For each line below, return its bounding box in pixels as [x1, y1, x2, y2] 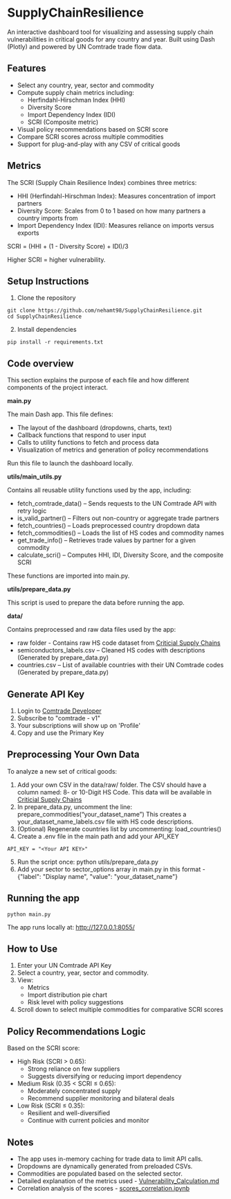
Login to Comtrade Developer [17, 707, 102, 715]
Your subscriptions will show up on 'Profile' [17, 722, 140, 729]
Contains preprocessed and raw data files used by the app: [7, 625, 176, 634]
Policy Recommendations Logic [7, 1025, 147, 1037]
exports [17, 229, 39, 237]
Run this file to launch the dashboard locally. [7, 459, 133, 468]
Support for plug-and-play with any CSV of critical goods [17, 140, 181, 148]
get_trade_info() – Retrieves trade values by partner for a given [17, 536, 196, 544]
